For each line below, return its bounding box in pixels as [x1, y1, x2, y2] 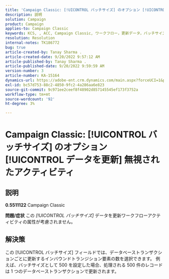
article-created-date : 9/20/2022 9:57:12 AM [5, 54, 100, 60]
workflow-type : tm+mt [5, 92, 51, 97]
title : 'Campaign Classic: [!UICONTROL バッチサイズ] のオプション [5, 7, 140, 13]
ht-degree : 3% [5, 101, 35, 106]
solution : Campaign [5, 17, 46, 22]
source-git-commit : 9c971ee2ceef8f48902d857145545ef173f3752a [5, 87, 138, 92]
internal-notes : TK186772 [5, 40, 59, 45]
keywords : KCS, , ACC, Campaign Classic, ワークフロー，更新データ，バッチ [5, 31, 155, 36]
